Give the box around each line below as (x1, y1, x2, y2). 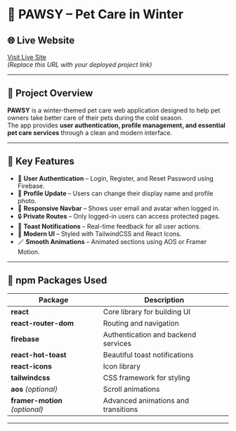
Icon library (103, 361, 140, 371)
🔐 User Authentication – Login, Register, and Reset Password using (17, 174, 214, 182)
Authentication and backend (103, 330, 197, 340)
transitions (103, 404, 138, 414)
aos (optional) (11, 385, 58, 394)
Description (143, 295, 185, 305)
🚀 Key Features (7, 155, 75, 167)
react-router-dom (11, 319, 74, 328)
